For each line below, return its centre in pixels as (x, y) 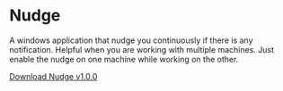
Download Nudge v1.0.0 (53, 76)
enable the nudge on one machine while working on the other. (124, 59)
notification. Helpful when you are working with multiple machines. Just (142, 49)
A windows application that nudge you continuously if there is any (131, 40)
